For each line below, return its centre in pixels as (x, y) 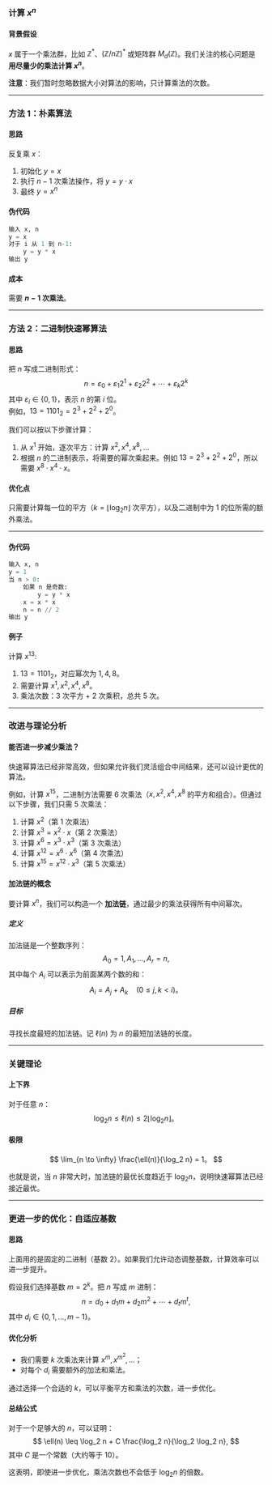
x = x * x (40, 602)
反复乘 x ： (25, 153)
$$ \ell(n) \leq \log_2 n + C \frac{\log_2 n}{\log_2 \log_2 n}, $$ (136, 1441)
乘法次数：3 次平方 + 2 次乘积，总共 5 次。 (92, 696)
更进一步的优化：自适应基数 (62, 1219)
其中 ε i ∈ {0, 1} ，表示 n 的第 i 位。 (65, 400)
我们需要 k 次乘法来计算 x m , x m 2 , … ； (81, 1358)
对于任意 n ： (30, 1104)
